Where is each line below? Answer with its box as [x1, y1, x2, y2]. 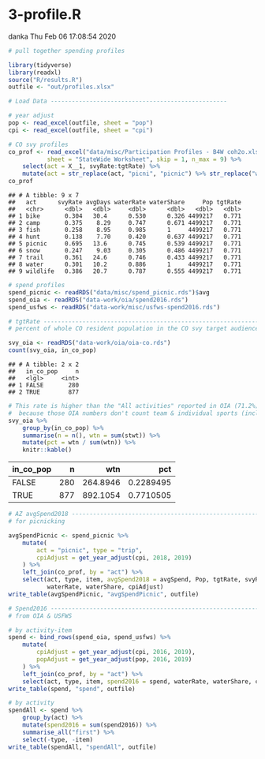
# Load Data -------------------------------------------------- [8, 97, 227, 106]
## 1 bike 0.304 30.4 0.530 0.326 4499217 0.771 [8, 212, 242, 220]
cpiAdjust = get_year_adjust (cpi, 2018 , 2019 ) [36, 554, 192, 562]
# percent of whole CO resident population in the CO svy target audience [8, 325, 259, 333]
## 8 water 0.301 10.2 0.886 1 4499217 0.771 [8, 260, 242, 269]
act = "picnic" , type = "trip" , [36, 546, 144, 554]
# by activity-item [8, 626, 73, 634]
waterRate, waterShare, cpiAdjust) [47, 583, 164, 591]
